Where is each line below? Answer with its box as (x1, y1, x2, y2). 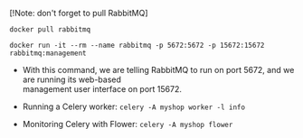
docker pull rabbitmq (9, 25, 91, 34)
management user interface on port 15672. (22, 84, 183, 94)
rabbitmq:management (9, 49, 88, 58)
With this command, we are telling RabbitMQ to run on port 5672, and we (22, 65, 295, 75)
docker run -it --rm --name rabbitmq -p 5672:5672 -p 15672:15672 (9, 41, 265, 50)
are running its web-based (22, 74, 122, 85)
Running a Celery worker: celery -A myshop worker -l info (22, 101, 246, 112)
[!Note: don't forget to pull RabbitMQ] (9, 8, 148, 18)
